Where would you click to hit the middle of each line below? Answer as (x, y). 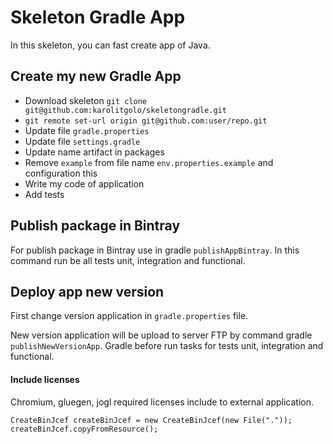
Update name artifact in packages (94, 152)
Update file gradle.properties (87, 130)
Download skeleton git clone (86, 100)
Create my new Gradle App (96, 76)
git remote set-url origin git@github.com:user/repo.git (146, 121)
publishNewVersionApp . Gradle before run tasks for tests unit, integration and (167, 346)
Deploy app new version (87, 291)
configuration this (61, 173)
